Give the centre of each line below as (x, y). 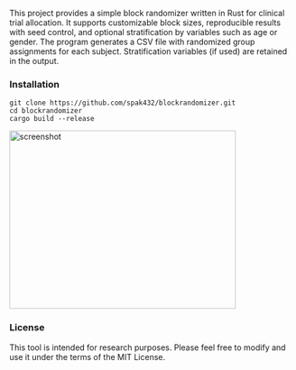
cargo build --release (52, 119)
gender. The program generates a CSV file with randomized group (132, 42)
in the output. (34, 61)
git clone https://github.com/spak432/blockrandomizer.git (123, 103)
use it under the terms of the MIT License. (87, 356)
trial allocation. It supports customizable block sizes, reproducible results (145, 23)
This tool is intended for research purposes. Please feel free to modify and (148, 347)
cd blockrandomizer (46, 111)
